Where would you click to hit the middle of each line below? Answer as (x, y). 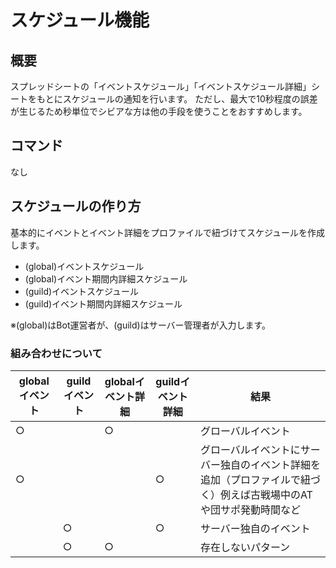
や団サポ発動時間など (250, 509)
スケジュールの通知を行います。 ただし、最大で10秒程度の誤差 (190, 99)
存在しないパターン (245, 547)
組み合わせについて (56, 353)
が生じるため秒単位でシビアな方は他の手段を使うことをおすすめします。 (159, 111)
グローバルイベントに (250, 449)
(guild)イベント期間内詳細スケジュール (103, 303)
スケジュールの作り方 (76, 206)
